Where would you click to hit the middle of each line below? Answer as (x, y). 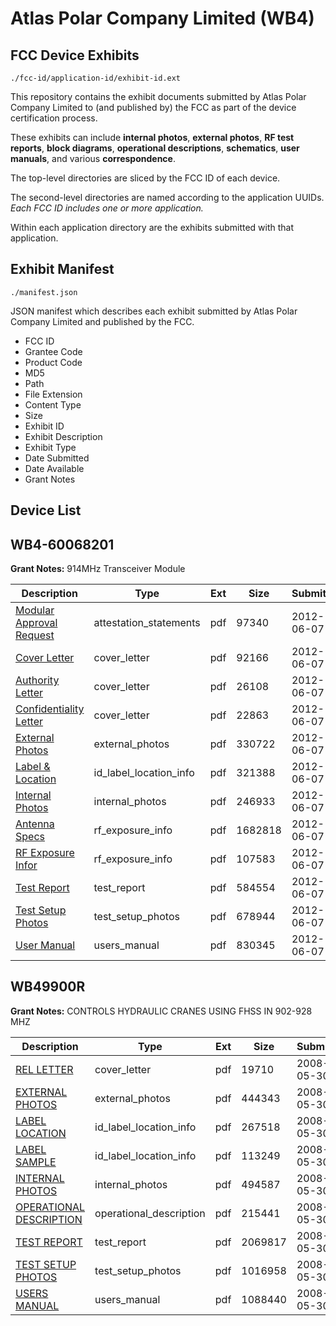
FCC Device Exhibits (75, 55)
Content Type (53, 404)
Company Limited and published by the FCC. (102, 321)
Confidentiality (50, 709)
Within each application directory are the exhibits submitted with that (152, 227)
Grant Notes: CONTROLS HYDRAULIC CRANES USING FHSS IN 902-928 (161, 1011)
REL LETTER (44, 1069)
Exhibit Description (63, 436)
